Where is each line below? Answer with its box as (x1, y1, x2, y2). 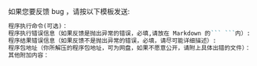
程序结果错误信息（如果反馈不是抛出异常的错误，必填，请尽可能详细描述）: (8, 36, 217, 44)
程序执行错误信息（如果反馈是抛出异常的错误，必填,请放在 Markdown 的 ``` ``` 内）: (8, 30, 251, 37)
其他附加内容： (8, 51, 50, 59)
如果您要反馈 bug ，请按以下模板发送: (8, 7, 130, 16)
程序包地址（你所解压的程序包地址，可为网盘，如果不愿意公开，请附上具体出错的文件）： (8, 43, 251, 52)
